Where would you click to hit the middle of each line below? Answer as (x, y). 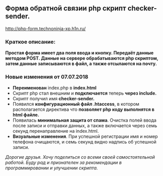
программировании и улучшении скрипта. (52, 168)
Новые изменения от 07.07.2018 (47, 77)
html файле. (26, 115)
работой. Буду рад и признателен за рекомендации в (64, 163)
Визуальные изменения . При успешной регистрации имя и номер (85, 136)
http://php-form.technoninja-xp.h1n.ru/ (46, 28)
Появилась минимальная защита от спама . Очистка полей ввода (85, 120)
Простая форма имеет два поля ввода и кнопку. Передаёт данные (79, 53)
